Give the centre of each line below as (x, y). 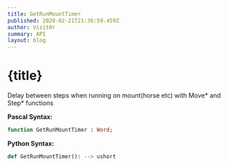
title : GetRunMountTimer (44, 14)
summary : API (27, 34)
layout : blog (27, 41)
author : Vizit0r (31, 27)
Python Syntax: (31, 143)
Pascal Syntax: (30, 117)
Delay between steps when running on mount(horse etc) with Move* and (114, 95)
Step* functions (30, 103)
